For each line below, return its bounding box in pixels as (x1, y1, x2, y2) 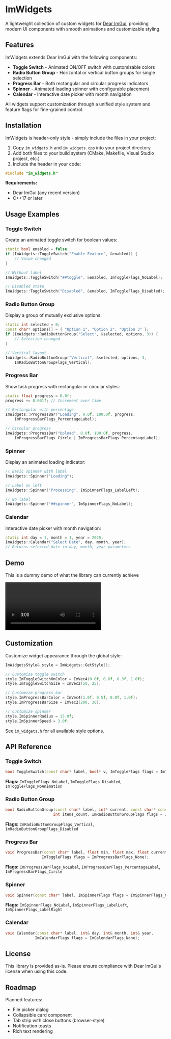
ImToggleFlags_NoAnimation (5, 784, 63, 789)
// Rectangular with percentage (5, 407, 74, 412)
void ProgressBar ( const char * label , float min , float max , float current (5, 850, 167, 855)
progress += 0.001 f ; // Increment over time (5, 398, 101, 403)
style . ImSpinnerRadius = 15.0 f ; (5, 713, 74, 719)
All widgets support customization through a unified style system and (5, 101, 151, 107)
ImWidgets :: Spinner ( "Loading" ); (5, 473, 74, 478)
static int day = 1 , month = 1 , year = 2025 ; (5, 535, 104, 540)
